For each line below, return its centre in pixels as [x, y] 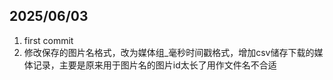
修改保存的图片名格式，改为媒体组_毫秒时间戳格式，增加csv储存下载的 [169, 52]
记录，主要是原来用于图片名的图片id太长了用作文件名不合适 [154, 65]
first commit [48, 40]
